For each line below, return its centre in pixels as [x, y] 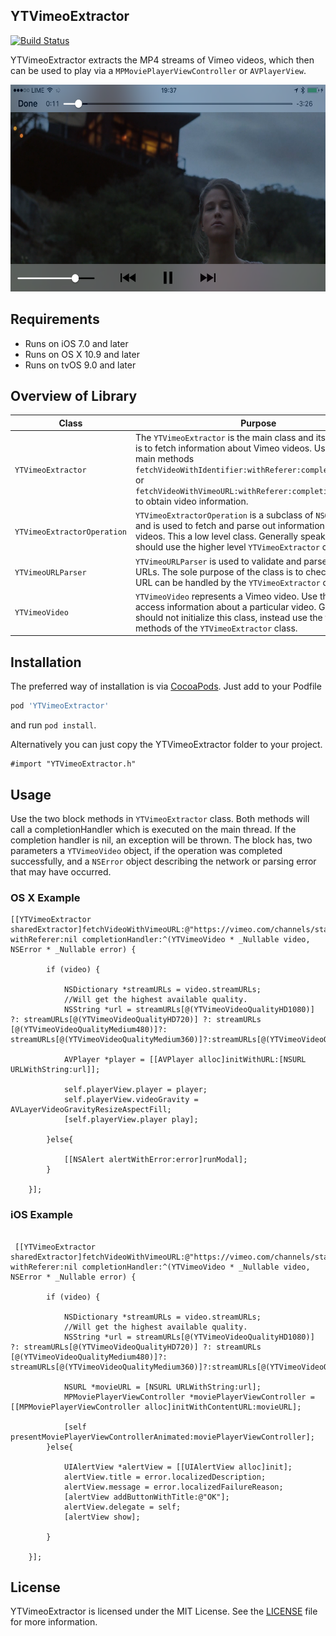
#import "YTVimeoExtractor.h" [73, 764]
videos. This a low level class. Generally [216, 536]
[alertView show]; [102, 1517]
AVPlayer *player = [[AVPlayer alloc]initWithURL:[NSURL [185, 1060]
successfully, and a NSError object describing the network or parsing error [163, 861]
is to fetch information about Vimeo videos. [223, 448]
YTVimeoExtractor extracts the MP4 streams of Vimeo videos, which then [162, 60]
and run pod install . [53, 725]
